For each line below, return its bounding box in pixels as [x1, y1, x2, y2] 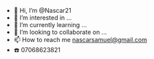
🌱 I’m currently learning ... [13, 21, 87, 28]
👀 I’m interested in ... [13, 14, 72, 22]
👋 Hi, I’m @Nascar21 [13, 7, 71, 14]
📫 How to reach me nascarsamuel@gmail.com [13, 36, 148, 43]
